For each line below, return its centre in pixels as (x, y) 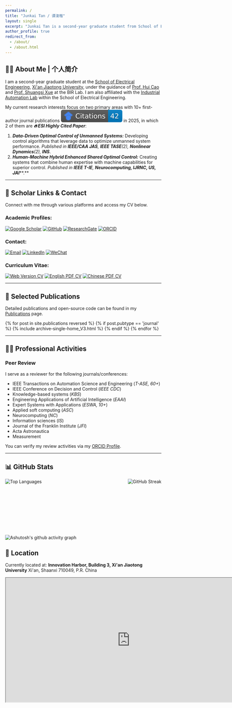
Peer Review (21, 363)
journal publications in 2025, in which (89, 120)
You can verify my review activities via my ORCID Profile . (63, 446)
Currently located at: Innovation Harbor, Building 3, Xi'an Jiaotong (74, 565)
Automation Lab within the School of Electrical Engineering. (66, 98)
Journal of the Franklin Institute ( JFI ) (49, 426)
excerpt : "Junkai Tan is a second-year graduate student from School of (82, 26)
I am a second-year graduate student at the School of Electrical (70, 82)
